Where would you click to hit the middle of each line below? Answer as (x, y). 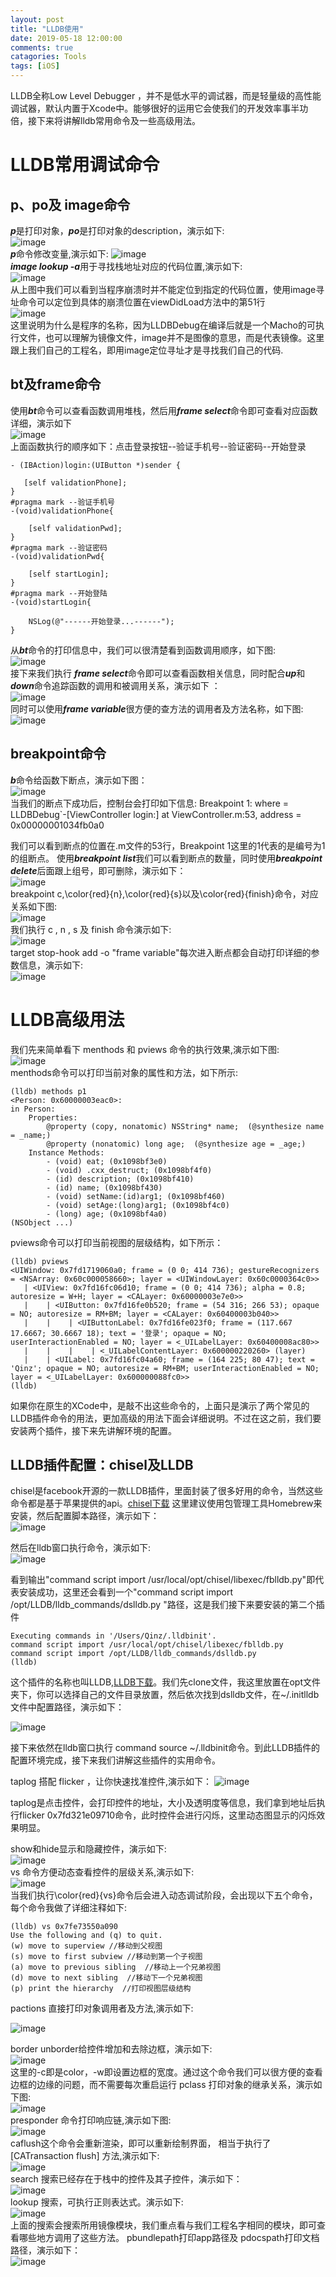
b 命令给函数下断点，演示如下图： (79, 780)
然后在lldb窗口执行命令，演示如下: (80, 1548)
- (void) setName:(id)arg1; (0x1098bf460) (136, 1196)
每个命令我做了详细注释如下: (69, 1908)
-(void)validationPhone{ (62, 511)
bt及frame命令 (56, 384)
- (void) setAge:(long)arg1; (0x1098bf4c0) (138, 1205)
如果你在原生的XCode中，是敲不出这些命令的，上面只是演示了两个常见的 (160, 1405)
